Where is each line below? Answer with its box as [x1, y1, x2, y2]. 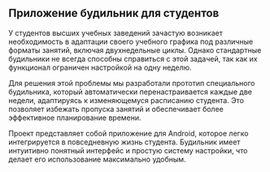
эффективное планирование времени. [8, 113, 142, 123]
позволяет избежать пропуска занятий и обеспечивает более [8, 104, 224, 114]
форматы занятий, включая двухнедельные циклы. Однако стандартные [8, 45, 262, 55]
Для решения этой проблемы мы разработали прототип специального [8, 78, 255, 88]
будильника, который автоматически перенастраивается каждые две [8, 87, 253, 97]
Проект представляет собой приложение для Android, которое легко [8, 128, 249, 138]
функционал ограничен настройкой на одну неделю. [8, 62, 193, 72]
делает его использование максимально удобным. [8, 154, 186, 164]
